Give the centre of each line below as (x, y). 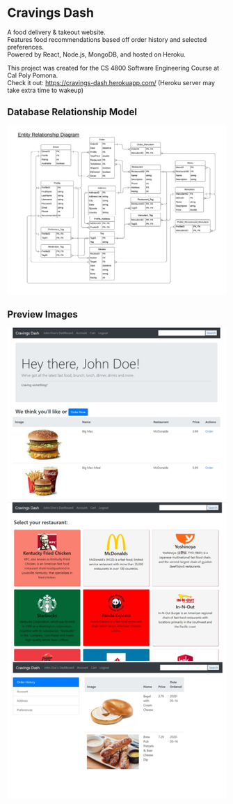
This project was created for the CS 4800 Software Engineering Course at (113, 68)
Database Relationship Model (72, 112)
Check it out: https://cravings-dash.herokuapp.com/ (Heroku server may (111, 82)
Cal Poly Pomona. (33, 75)
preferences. (25, 47)
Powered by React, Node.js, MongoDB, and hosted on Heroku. (97, 54)
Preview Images (42, 314)
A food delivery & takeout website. (56, 32)
